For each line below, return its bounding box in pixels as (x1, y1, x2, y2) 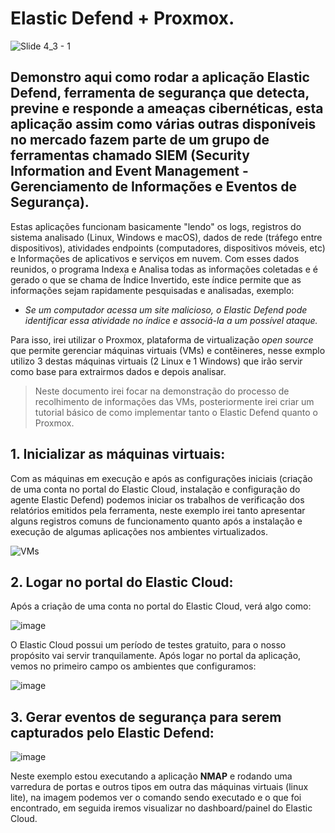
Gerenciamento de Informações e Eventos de (10, 178, 298, 196)
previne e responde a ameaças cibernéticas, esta (10, 100, 324, 117)
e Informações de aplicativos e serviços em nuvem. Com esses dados (10, 252, 300, 264)
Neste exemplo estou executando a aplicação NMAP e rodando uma (10, 770, 293, 782)
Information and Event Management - (10, 163, 249, 180)
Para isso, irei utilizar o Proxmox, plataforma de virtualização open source (10, 333, 314, 346)
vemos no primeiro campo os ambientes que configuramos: (10, 660, 257, 672)
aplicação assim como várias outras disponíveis (10, 116, 317, 133)
